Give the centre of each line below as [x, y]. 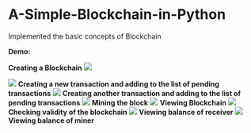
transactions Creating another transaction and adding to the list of [125, 93]
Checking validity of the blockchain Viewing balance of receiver [121, 112]
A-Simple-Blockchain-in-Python [117, 15]
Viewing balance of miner [51, 120]
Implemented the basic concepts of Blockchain [85, 36]
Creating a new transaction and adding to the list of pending [119, 83]
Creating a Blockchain [45, 68]
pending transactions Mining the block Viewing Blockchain [118, 102]
